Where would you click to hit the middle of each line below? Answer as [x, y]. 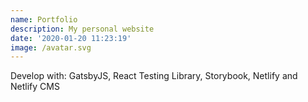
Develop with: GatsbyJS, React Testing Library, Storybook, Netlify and [154, 76]
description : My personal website [82, 29]
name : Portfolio [44, 19]
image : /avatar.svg [51, 47]
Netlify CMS [35, 87]
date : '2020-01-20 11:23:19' [71, 38]
